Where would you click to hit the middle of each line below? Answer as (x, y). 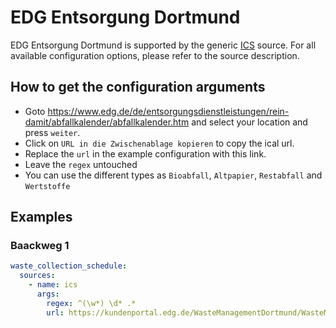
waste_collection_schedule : (69, 266)
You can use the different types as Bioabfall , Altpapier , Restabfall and (173, 175)
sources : (37, 276)
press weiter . (52, 132)
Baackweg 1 (40, 246)
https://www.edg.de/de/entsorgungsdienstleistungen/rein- (168, 111)
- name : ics (53, 285)
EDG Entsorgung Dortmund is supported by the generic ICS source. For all (163, 45)
